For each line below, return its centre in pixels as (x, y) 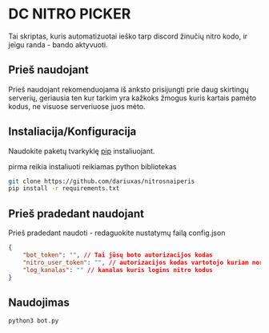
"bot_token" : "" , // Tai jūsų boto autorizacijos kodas (118, 255)
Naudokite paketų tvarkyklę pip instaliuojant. (82, 151)
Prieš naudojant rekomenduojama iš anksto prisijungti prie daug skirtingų (128, 89)
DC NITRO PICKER (70, 14)
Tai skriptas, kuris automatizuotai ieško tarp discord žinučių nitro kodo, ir (128, 36)
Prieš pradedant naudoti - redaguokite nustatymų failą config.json (117, 233)
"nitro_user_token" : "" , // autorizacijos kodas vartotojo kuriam (136, 262)
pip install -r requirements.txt (64, 189)
